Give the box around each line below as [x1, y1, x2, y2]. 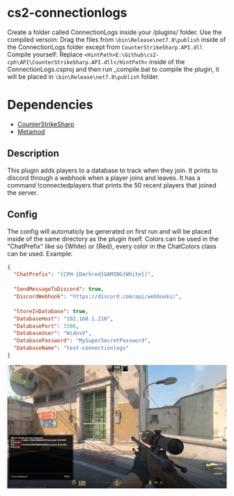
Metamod [17, 127, 45, 135]
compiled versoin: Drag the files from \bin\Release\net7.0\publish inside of [7, 35, 226, 43]
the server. [7, 188, 38, 197]
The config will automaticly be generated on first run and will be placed [7, 227, 212, 235]
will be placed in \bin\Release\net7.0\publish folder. [7, 72, 160, 81]
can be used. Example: [7, 249, 73, 257]
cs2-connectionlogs [7, 5, 127, 21]
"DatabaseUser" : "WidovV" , [13, 330, 92, 337]
